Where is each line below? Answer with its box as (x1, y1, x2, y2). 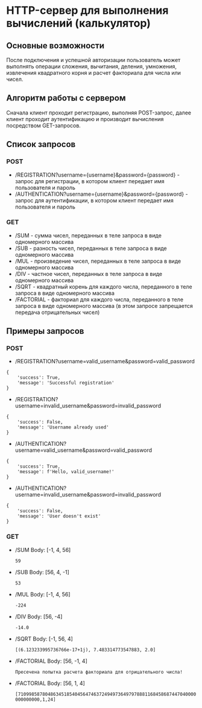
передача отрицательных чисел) (14, 309, 100, 316)
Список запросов (6, 139, 76, 149)
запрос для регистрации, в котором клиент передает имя (14, 177, 165, 184)
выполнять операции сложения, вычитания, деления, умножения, (6, 63, 177, 70)
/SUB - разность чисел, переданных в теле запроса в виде (14, 245, 167, 252)
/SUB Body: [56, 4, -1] (14, 568, 69, 575)
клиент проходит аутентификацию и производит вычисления (6, 115, 164, 122)
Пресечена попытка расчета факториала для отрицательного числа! (14, 669, 183, 675)
